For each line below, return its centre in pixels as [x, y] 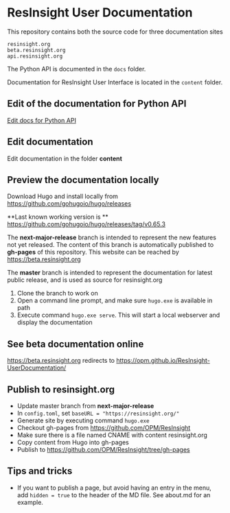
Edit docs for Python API [42, 120]
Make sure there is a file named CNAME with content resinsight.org [112, 435]
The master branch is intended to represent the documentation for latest [110, 273]
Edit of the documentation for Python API [97, 104]
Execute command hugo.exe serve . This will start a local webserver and [118, 315]
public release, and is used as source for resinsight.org [85, 280]
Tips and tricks [40, 471]
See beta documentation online [76, 344]
